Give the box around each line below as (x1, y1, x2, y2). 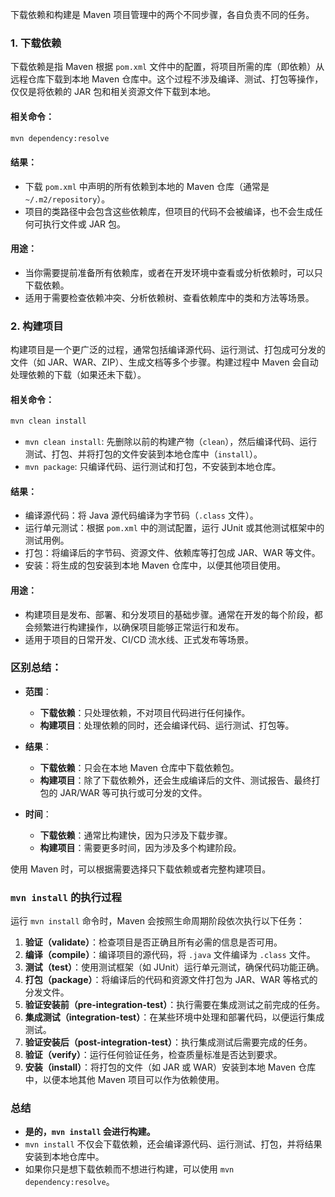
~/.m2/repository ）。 (24, 193, 111, 205)
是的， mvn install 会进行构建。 (24, 1126, 156, 1138)
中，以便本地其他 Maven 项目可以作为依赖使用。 (24, 1074, 225, 1086)
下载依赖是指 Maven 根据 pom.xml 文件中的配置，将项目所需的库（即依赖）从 (10, 61, 325, 73)
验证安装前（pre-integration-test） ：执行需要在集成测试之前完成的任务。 (24, 999, 326, 1011)
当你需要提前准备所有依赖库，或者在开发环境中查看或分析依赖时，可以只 (24, 266, 323, 278)
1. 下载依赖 (10, 36, 62, 50)
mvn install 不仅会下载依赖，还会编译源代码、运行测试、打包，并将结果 (24, 1138, 323, 1150)
